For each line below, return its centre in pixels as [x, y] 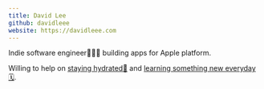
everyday [241, 68]
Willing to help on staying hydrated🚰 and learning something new [116, 68]
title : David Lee [37, 15]
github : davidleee [39, 23]
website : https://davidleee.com [62, 30]
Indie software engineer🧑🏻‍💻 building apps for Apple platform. [110, 53]
